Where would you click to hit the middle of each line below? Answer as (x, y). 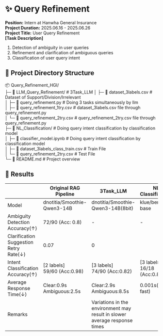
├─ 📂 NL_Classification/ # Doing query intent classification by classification (80, 128)
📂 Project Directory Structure (50, 73)
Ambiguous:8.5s (110, 291)
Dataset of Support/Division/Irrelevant (43, 97)
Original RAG (65, 188)
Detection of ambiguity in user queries (50, 48)
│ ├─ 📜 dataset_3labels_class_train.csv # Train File (56, 148)
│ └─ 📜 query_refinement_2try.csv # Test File (50, 154)
